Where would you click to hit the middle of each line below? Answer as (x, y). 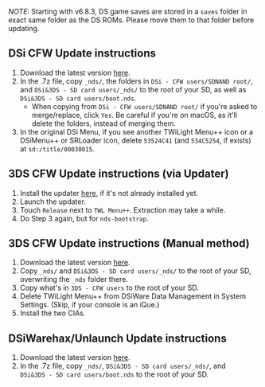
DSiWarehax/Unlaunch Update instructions (117, 338)
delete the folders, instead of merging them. (104, 123)
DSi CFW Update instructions (82, 54)
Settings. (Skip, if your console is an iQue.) (90, 305)
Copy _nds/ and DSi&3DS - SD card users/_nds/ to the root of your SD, (136, 271)
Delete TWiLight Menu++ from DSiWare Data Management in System (133, 296)
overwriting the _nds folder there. (74, 279)
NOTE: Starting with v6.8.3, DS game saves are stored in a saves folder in (128, 12)
